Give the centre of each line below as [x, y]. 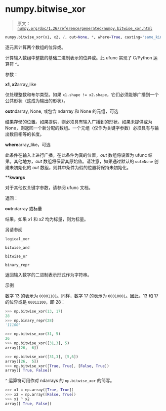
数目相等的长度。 [27, 134]
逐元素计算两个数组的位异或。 [35, 47]
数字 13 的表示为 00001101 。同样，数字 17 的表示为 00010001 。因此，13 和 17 [82, 296]
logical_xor [17, 239]
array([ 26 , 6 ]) [22, 348]
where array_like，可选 [28, 144]
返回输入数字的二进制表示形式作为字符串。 [48, 274]
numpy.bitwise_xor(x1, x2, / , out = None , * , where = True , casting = [74, 37]
